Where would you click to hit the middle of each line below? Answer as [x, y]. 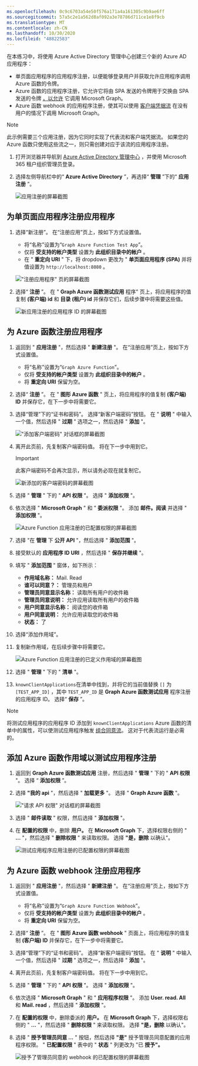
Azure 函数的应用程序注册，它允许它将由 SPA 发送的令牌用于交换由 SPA [102, 91]
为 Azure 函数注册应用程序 [55, 332]
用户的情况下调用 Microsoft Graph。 [59, 113]
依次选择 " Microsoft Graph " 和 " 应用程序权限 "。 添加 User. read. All [100, 998]
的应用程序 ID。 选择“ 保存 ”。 [51, 699]
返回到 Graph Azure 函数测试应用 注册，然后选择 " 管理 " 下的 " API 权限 [103, 773]
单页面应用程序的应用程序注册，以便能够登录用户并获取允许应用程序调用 [103, 76]
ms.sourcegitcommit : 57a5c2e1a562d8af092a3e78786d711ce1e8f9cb [86, 17]
